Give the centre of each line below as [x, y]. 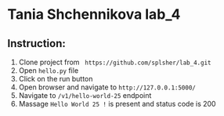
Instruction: [36, 43]
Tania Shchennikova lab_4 [94, 14]
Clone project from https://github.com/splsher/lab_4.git [115, 62]
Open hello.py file [49, 71]
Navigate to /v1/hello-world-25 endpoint [85, 95]
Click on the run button [56, 79]
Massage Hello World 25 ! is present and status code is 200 [117, 104]
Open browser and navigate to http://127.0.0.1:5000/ [107, 87]
